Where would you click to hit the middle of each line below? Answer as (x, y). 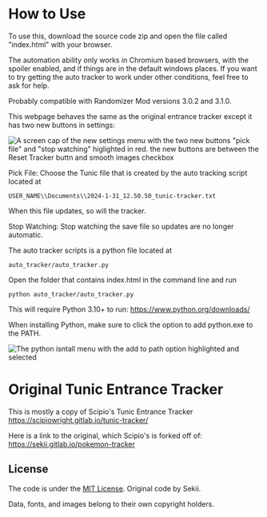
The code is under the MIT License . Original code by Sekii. (105, 488)
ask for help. (29, 86)
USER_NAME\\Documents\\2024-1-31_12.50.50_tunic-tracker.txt (112, 196)
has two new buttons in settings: (62, 125)
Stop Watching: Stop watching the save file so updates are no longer (121, 226)
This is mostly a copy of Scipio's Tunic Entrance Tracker (101, 412)
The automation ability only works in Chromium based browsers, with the (129, 60)
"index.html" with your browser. (60, 44)
